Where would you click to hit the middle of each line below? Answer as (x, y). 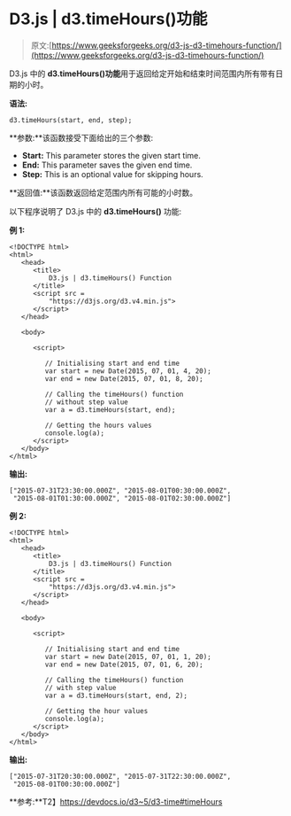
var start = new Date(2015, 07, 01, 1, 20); (128, 657)
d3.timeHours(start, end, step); (71, 120)
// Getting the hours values (98, 425)
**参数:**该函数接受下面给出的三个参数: (81, 137)
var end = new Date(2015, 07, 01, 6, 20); (124, 664)
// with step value (80, 688)
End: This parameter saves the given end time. (107, 165)
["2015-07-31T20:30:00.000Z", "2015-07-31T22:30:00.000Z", (120, 776)
